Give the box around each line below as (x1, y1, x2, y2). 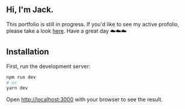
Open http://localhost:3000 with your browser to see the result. (6, 96, 163, 103)
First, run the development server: (6, 63, 91, 70)
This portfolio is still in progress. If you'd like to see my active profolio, (6, 20, 180, 27)
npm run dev (6, 74, 36, 80)
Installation (6, 47, 49, 57)
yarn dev (6, 85, 28, 91)
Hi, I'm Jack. (6, 5, 54, 15)
